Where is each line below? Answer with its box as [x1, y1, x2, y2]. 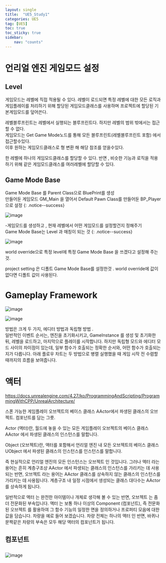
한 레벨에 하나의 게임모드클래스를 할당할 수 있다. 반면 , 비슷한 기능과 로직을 [5, 155, 149, 161]
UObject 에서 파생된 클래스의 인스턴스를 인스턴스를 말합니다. [5, 448, 122, 454]
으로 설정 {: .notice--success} [5, 202, 65, 208]
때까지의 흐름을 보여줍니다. [5, 357, 57, 363]
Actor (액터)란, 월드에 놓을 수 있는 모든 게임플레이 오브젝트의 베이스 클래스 [5, 425, 149, 431]
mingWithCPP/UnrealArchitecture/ [5, 398, 75, 404]
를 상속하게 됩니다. [5, 483, 41, 490]
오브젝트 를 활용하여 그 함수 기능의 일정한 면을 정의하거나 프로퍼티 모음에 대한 [10, 507, 160, 513]
